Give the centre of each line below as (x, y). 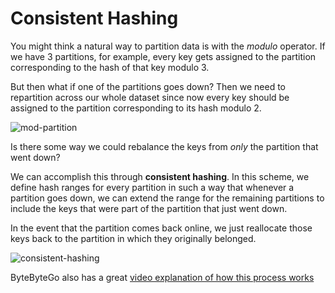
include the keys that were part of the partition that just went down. (149, 208)
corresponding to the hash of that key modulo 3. (110, 67)
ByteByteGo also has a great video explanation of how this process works (162, 277)
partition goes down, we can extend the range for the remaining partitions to (167, 198)
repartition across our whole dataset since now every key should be (150, 97)
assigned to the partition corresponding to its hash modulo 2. (136, 108)
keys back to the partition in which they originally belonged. (133, 238)
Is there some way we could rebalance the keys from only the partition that (164, 146)
